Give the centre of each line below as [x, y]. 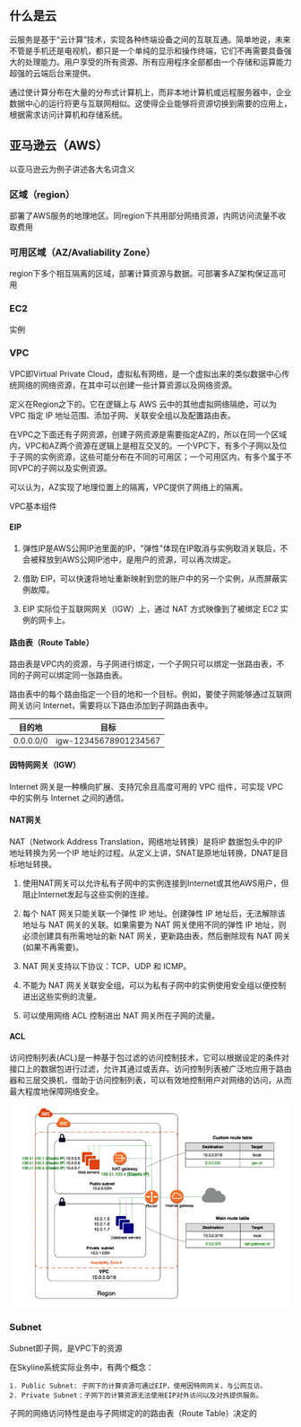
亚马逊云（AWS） [59, 146]
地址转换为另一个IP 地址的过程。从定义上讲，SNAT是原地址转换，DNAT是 [145, 853]
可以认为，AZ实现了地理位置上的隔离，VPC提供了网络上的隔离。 [129, 486]
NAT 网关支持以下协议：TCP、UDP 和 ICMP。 [107, 966]
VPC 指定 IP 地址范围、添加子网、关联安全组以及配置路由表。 [122, 415]
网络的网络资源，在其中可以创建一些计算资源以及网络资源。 [127, 385]
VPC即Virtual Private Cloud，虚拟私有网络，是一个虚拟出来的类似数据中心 [146, 373]
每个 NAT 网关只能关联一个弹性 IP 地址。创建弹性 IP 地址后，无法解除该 [154, 913]
